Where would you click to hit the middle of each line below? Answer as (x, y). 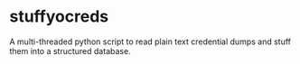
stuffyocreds (59, 17)
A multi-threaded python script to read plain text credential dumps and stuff (150, 41)
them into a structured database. (70, 50)
